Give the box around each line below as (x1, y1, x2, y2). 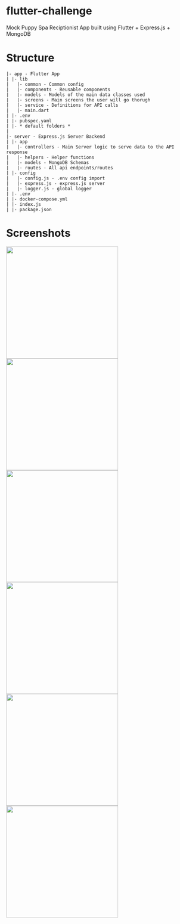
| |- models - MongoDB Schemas (6, 159, 89, 165)
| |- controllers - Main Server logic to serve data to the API (6, 144, 175, 150)
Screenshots (6, 227, 71, 240)
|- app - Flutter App (6, 70, 60, 77)
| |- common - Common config (6, 81, 84, 87)
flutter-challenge (6, 4, 92, 18)
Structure (6, 51, 55, 65)
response (6, 149, 28, 155)
